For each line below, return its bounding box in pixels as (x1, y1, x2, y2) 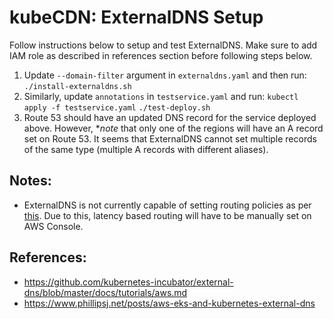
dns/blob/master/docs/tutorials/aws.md (23, 286, 188, 298)
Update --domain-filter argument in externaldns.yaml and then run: (23, 69, 307, 81)
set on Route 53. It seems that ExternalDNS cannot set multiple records (23, 132, 317, 145)
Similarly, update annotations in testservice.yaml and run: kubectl (23, 90, 299, 102)
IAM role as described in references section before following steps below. (9, 49, 313, 61)
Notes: (9, 172, 52, 190)
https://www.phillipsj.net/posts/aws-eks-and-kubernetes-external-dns (23, 297, 316, 309)
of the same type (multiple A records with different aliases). (23, 143, 269, 155)
